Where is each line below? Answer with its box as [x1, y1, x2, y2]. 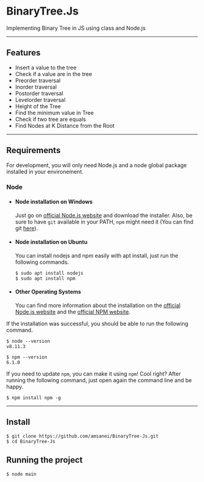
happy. [6, 383, 24, 390]
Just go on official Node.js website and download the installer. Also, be [15, 212, 193, 219]
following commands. [15, 258, 69, 266]
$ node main [6, 471, 36, 477]
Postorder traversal [15, 89, 64, 97]
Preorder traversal [15, 77, 61, 84]
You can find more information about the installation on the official [15, 302, 181, 309]
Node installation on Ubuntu [15, 238, 88, 246]
